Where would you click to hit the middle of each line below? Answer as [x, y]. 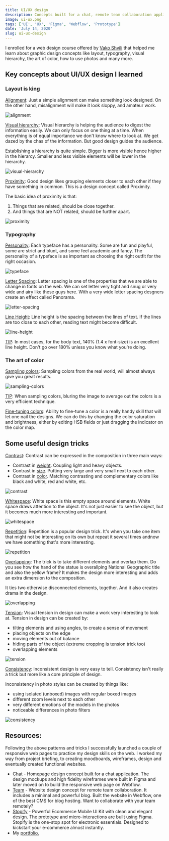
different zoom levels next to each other [54, 699]
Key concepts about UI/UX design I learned [74, 75]
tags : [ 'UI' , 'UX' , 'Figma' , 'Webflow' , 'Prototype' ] [63, 24]
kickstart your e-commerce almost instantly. [58, 827]
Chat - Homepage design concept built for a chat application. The [81, 774]
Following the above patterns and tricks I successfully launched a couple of [83, 748]
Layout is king [23, 89]
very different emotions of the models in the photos [66, 705]
